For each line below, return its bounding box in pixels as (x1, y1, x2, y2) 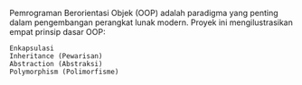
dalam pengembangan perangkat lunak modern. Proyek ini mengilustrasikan (9, 17, 294, 28)
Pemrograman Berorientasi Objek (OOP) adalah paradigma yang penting (9, 8, 278, 18)
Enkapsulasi (9, 44, 54, 53)
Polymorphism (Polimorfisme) (9, 67, 119, 76)
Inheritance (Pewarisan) (9, 52, 103, 61)
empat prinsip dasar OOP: (9, 27, 106, 37)
